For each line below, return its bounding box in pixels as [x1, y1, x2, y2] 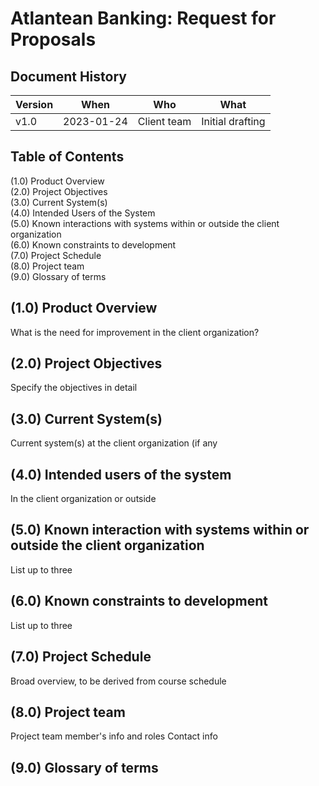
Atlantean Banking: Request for [10, 7, 277, 30]
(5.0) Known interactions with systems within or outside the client [10, 217, 280, 229]
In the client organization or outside [10, 493, 157, 505]
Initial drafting [201, 115, 266, 128]
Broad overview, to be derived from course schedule [10, 675, 227, 687]
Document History [10, 68, 127, 85]
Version [15, 98, 54, 111]
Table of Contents [10, 148, 125, 166]
